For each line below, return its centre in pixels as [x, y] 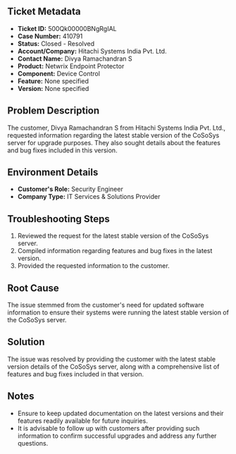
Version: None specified [53, 88]
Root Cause [33, 288]
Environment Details [53, 172]
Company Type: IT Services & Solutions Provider [89, 197]
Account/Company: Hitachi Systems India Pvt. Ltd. [92, 51]
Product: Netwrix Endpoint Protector [71, 66]
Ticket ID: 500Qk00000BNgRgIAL [67, 28]
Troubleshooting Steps [59, 219]
